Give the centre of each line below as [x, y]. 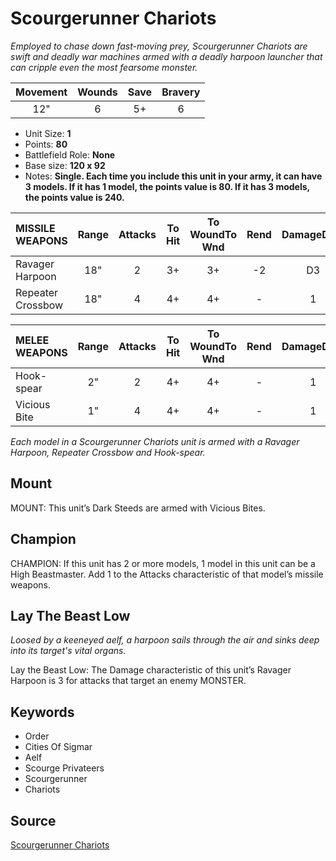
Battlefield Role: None [70, 154]
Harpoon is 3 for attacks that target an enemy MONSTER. [128, 681]
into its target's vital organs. [68, 651]
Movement [41, 92]
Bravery [181, 92]
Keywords [42, 712]
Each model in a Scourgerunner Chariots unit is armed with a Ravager [155, 441]
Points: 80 [46, 144]
